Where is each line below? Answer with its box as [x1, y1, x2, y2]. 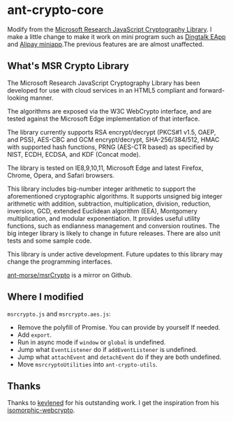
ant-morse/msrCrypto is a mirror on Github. [7, 270, 133, 279]
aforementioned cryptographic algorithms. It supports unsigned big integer [7, 192, 223, 200]
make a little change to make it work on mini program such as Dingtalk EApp [7, 32, 226, 40]
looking [7, 93, 29, 102]
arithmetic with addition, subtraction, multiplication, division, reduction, [7, 199, 211, 208]
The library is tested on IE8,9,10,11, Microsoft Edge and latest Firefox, [7, 163, 204, 172]
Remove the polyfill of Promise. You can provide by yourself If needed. [17, 323, 221, 331]
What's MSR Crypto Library [7, 60, 129, 72]
